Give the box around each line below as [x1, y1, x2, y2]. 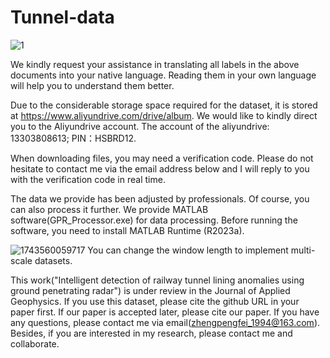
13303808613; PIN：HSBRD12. [10, 132, 137, 144]
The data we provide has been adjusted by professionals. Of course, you [10, 192, 310, 205]
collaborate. [10, 337, 60, 350]
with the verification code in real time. [10, 173, 166, 185]
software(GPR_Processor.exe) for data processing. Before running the [10, 214, 298, 226]
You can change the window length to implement [87, 244, 289, 256]
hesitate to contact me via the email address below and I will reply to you [10, 162, 310, 175]
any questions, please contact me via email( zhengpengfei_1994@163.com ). [10, 316, 321, 328]
